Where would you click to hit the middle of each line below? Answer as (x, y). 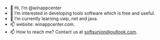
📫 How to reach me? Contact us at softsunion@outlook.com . (74, 32)
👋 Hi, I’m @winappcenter (36, 8)
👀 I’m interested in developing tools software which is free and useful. (83, 13)
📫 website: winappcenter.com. (42, 24)
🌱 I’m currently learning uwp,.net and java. (54, 18)
